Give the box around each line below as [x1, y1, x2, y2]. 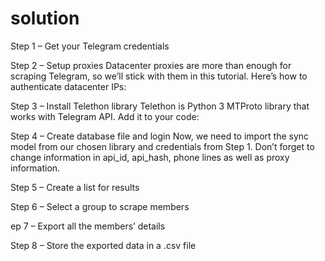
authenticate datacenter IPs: [10, 80, 127, 92]
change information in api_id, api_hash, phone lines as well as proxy [10, 151, 290, 163]
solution [10, 7, 80, 30]
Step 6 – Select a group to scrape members [10, 200, 190, 212]
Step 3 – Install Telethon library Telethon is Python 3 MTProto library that [10, 100, 310, 112]
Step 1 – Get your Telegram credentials [10, 40, 170, 52]
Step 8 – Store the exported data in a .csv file [10, 239, 197, 251]
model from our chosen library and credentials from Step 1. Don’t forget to [10, 140, 315, 152]
